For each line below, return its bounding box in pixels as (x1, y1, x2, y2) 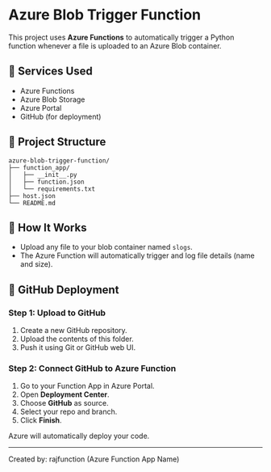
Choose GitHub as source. (19, 398, 109, 408)
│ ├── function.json (8, 178, 85, 186)
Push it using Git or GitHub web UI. (19, 343, 136, 352)
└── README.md (8, 199, 56, 207)
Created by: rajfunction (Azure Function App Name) (8, 454, 180, 464)
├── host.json (8, 192, 56, 200)
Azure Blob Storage (19, 95, 85, 104)
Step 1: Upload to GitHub (8, 307, 106, 318)
